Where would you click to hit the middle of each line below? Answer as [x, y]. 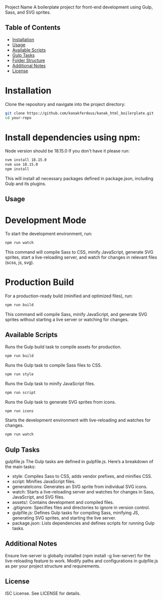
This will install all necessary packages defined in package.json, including [79, 179]
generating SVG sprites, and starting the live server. [64, 518]
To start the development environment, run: [49, 234]
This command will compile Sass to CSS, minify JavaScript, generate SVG [79, 252]
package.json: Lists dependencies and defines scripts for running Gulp [83, 523]
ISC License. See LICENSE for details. [43, 593]
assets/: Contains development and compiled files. [63, 502]
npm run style [20, 374]
